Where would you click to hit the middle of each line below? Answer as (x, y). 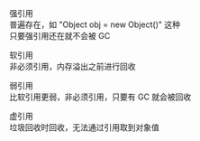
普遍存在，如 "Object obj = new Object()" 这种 (95, 24)
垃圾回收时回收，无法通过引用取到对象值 (84, 127)
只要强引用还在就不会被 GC (60, 36)
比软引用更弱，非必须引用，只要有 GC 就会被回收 (100, 97)
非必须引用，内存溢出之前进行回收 (73, 66)
